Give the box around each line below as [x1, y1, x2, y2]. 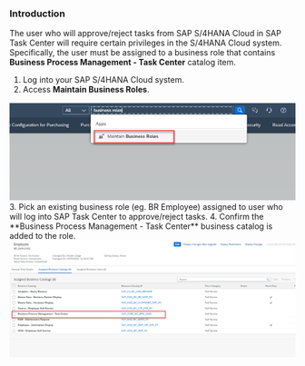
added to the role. [9, 231, 76, 242]
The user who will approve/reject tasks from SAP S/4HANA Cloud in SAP [9, 28, 281, 39]
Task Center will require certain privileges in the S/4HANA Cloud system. [9, 37, 282, 48]
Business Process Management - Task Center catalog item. [9, 57, 236, 68]
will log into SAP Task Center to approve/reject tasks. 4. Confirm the [9, 212, 264, 223]
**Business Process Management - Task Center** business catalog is [9, 221, 273, 232]
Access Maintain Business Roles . [22, 84, 150, 95]
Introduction [9, 7, 65, 20]
